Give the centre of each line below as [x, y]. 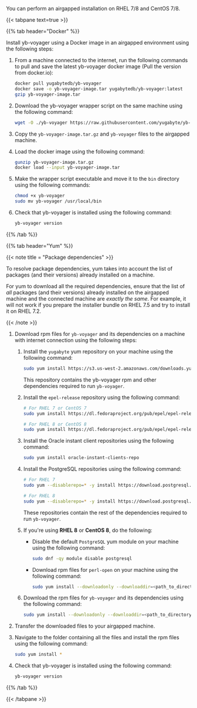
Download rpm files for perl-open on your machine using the [105, 569]
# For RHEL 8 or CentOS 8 [55, 424]
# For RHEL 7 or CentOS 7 [55, 408]
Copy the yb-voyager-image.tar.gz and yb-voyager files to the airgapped [102, 134]
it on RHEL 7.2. [23, 311]
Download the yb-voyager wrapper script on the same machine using [98, 106]
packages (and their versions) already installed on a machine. [81, 275]
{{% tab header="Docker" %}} [43, 31]
